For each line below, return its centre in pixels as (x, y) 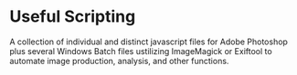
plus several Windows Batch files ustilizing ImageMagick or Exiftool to (141, 51)
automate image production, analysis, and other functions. (119, 61)
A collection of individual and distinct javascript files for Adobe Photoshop (148, 42)
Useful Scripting (73, 17)
